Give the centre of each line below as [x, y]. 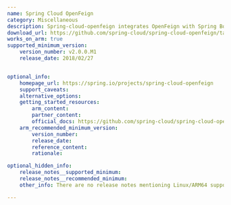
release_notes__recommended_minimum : [74, 179]
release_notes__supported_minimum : [70, 173]
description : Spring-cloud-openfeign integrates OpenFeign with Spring [112, 26]
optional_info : [29, 76]
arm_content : [51, 109]
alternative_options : [50, 96]
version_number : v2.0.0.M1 [58, 52]
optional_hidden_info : [40, 166]
